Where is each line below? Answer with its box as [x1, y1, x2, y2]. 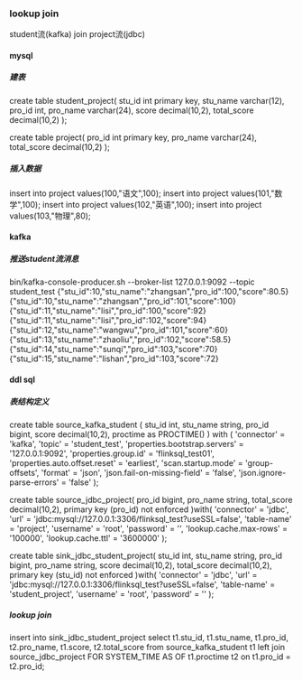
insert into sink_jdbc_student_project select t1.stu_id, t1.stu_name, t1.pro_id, [9, 631, 288, 643]
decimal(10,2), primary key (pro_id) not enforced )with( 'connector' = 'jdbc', [9, 504, 289, 515]
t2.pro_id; [9, 660, 45, 671]
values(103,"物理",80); [9, 210, 92, 221]
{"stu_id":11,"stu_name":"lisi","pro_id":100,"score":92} [9, 305, 207, 316]
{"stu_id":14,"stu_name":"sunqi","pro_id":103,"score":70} [9, 344, 218, 355]
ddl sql [9, 374, 36, 385]
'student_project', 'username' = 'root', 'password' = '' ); [9, 588, 215, 599]
